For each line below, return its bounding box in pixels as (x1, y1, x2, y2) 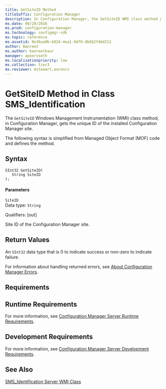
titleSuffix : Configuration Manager (5, 12, 81, 17)
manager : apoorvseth (5, 53, 48, 58)
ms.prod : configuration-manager (5, 26, 72, 31)
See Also (5, 365, 33, 374)
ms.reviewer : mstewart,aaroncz (5, 67, 70, 72)
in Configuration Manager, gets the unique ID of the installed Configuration (5, 120, 157, 126)
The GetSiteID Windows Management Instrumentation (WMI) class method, (5, 115, 159, 121)
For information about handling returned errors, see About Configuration (5, 263, 152, 269)
